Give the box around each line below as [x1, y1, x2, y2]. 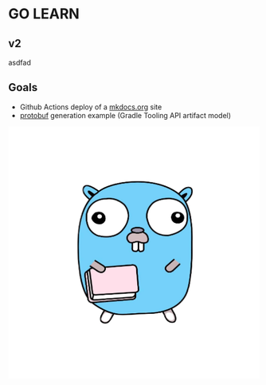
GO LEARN [8, 5, 80, 23]
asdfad [8, 58, 32, 67]
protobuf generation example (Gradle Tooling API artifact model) [19, 110, 232, 120]
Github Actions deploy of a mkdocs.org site [19, 101, 162, 112]
